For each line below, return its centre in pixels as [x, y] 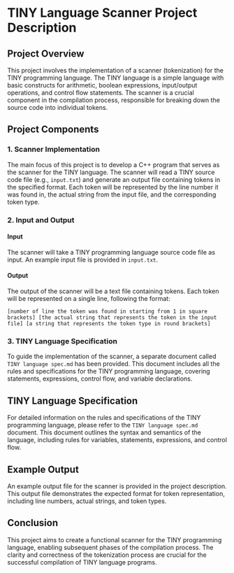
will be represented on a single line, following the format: [89, 299]
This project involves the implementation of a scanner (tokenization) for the [116, 70]
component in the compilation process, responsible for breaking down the [114, 100]
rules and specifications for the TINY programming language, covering [109, 372]
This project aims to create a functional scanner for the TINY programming [115, 539]
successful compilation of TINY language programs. [82, 562]
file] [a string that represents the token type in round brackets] [109, 324]
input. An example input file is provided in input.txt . [83, 260]
